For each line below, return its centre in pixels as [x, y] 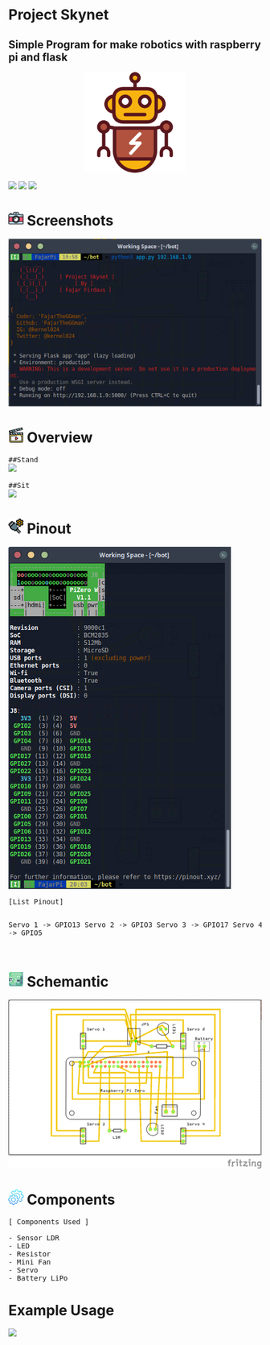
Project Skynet [59, 15]
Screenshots [70, 221]
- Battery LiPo [38, 1278]
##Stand [23, 459]
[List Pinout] [36, 901]
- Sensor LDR [34, 1237]
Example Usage [61, 1311]
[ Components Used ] [49, 1221]
